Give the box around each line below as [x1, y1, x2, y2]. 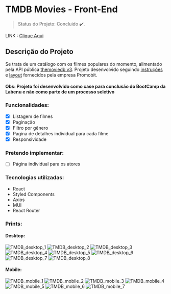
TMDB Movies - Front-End [5, 4, 118, 15]
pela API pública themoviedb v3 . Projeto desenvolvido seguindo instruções [5, 66, 163, 72]
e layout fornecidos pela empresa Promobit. [5, 71, 97, 78]
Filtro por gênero [12, 125, 48, 131]
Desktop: [5, 233, 26, 239]
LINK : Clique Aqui [5, 32, 44, 39]
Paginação [12, 119, 36, 125]
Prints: [5, 220, 22, 227]
